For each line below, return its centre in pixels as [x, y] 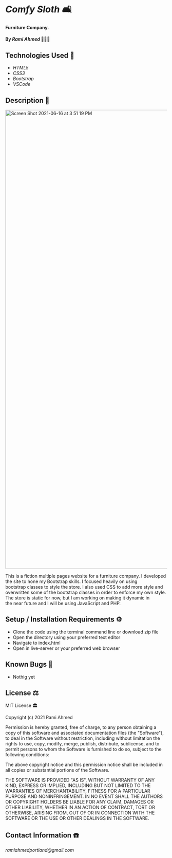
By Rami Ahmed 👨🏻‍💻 [28, 39]
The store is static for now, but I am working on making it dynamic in [78, 598]
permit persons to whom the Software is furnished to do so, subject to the [83, 749]
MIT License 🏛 [22, 706]
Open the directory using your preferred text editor [66, 637]
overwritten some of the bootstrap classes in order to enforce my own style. [86, 592]
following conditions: [27, 755]
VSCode [22, 84]
